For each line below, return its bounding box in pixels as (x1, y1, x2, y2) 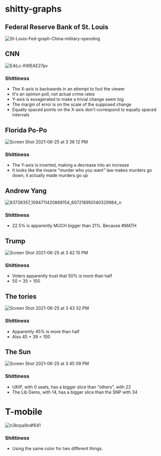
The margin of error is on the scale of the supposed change (12, 101, 132, 108)
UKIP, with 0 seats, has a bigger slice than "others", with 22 (12, 384, 131, 390)
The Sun (5, 347, 31, 356)
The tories (5, 292, 37, 301)
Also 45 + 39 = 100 (12, 334, 50, 340)
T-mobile (5, 406, 43, 417)
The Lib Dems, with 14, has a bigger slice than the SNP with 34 (12, 389, 138, 395)
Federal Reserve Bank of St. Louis (5, 23, 109, 31)
